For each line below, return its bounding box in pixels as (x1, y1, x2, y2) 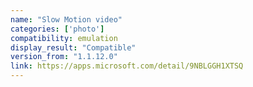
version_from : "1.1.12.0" (10, 52, 118, 62)
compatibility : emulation (10, 33, 118, 43)
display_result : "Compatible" (10, 42, 137, 53)
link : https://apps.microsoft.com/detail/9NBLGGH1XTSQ (10, 61, 244, 71)
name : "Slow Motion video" (10, 14, 123, 25)
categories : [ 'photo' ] (10, 24, 105, 34)
